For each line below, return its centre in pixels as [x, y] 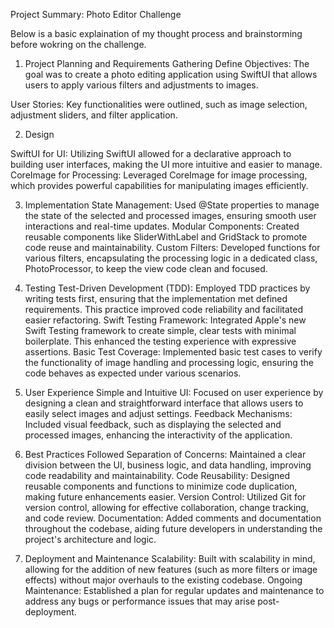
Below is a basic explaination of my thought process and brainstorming [156, 33]
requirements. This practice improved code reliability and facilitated [164, 309]
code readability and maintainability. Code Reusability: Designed [157, 475]
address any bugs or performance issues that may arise [140, 601]
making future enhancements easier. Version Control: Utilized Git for [165, 497]
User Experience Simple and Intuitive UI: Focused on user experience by [174, 392]
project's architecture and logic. [90, 539]
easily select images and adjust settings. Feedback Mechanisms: [158, 413]
